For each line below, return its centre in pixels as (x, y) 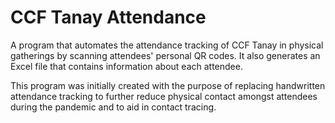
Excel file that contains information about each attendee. (126, 66)
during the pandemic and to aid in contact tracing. (113, 107)
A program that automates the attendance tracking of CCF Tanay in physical (167, 45)
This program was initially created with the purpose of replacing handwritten (168, 85)
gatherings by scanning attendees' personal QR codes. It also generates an (165, 55)
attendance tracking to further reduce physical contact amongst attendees (164, 96)
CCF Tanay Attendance (108, 17)
